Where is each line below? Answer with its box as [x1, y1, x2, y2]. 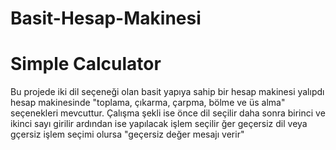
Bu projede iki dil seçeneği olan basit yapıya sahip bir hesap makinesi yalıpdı [10, 86, 325, 98]
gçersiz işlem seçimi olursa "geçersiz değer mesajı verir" [10, 128, 245, 141]
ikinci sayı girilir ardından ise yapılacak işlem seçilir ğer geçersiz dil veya [10, 118, 308, 130]
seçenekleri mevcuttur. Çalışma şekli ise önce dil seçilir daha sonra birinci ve [10, 107, 326, 119]
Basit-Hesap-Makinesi [10, 7, 202, 30]
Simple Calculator [10, 53, 162, 76]
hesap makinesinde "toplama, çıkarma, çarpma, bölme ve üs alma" [10, 97, 286, 109]
